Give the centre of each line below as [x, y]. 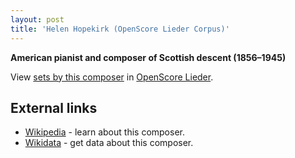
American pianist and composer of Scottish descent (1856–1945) [148, 57]
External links [54, 107]
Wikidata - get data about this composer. [109, 143]
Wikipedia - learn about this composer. [104, 132]
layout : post [37, 19]
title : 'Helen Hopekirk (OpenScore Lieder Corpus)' [120, 29]
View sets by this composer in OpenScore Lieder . [112, 77]
